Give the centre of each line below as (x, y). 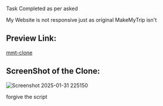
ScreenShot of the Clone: (53, 71)
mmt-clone (19, 52)
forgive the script (27, 97)
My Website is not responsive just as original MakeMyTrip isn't (81, 20)
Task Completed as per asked (42, 9)
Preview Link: (31, 39)
